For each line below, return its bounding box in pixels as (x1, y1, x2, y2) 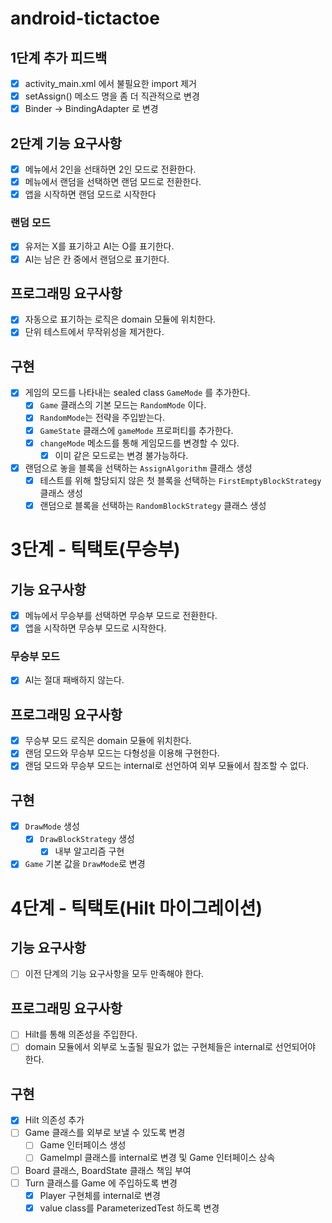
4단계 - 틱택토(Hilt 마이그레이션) (10, 897, 263, 919)
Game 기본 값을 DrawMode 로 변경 (24, 858, 146, 870)
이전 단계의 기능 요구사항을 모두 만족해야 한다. (24, 968, 205, 980)
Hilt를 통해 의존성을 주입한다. (24, 1028, 138, 1041)
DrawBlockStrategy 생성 (39, 833, 135, 845)
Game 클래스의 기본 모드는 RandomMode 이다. (39, 399, 207, 411)
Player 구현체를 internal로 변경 (39, 1189, 161, 1201)
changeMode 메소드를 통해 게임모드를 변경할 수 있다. (39, 437, 240, 449)
